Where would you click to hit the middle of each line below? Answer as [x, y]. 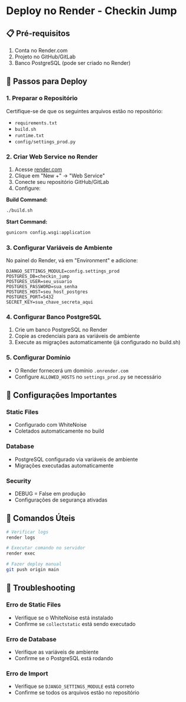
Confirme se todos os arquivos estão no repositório [77, 693]
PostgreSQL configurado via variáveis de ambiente [76, 459]
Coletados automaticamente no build [59, 431]
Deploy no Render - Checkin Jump [92, 11]
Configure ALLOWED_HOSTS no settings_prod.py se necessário [88, 377]
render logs [21, 538]
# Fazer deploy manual [34, 564]
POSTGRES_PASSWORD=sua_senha [42, 287]
